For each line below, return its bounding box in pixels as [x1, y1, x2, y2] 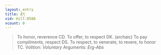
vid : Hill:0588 [5, 16, 36, 21]
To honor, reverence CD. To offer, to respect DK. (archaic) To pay [17, 34, 147, 40]
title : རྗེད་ [5, 12, 26, 17]
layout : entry [5, 7, 34, 12]
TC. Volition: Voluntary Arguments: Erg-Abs [17, 44, 104, 50]
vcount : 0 [5, 20, 25, 26]
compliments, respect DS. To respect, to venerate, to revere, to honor [17, 39, 157, 45]
